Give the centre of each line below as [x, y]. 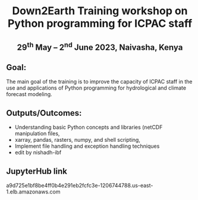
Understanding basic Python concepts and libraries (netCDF [89, 127]
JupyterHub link [37, 171]
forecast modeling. [29, 94]
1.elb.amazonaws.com [33, 192]
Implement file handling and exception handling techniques [87, 146]
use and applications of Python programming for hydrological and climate [96, 88]
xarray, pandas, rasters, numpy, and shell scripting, [78, 140]
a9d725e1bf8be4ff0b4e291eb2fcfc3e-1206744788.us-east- [80, 186]
